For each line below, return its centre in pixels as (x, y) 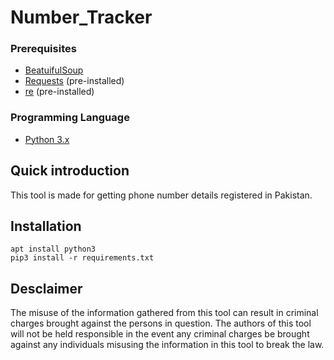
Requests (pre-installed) (74, 81)
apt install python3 (53, 249)
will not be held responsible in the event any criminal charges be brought (160, 334)
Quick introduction (70, 171)
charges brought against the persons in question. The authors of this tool (161, 323)
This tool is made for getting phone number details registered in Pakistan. (161, 195)
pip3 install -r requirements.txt (82, 258)
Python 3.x (47, 139)
